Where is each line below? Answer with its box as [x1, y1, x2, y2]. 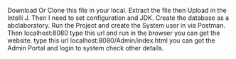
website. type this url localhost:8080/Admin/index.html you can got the [7, 36, 215, 45]
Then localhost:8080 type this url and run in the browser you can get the [7, 28, 220, 37]
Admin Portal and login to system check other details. [7, 44, 164, 52]
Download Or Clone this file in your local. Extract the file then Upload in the [7, 6, 227, 14]
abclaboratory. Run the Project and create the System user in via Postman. [7, 21, 225, 29]
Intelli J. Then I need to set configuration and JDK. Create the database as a [7, 14, 230, 22]
